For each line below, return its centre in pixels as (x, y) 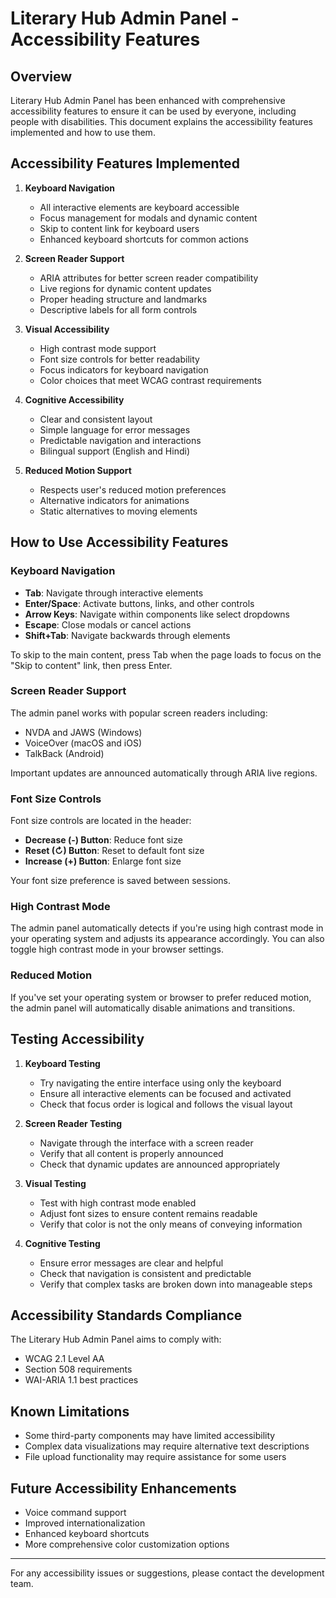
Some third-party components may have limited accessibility (150, 1436)
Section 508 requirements (78, 1369)
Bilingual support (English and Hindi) (115, 451)
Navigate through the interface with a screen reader (146, 1143)
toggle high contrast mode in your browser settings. (117, 949)
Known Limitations (70, 1411)
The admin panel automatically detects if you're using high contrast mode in (167, 928)
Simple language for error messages (115, 429)
